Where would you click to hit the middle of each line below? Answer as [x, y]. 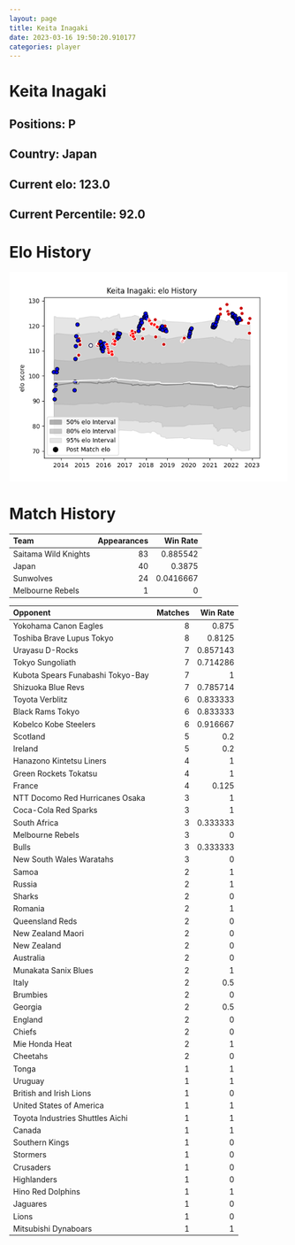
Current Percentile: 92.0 [77, 214]
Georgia [27, 1007]
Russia [25, 884]
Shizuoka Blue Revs [49, 687]
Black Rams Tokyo [46, 711]
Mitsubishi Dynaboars [53, 1228]
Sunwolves [33, 579]
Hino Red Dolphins [47, 1192]
